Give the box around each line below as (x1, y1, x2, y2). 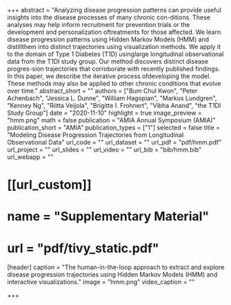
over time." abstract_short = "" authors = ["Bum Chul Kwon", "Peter (7, 86, 198, 95)
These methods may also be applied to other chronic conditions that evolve (7, 80, 222, 87)
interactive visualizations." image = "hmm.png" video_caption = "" (7, 278, 195, 286)
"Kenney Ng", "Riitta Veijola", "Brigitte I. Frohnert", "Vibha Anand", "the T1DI (7, 102, 221, 109)
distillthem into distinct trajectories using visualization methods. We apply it (7, 43, 221, 50)
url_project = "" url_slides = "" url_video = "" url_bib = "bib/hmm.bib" (7, 145, 202, 154)
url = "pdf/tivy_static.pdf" (7, 240, 160, 256)
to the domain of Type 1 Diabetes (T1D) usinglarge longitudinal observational (7, 50, 224, 58)
